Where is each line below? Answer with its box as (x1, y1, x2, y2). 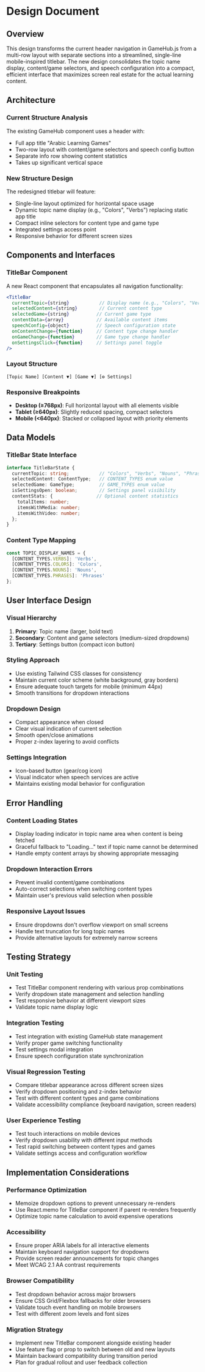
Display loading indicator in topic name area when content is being (15, 830, 183, 838)
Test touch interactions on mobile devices (15, 1130, 121, 1138)
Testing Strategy (6, 952, 71, 962)
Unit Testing (6, 970, 43, 979)
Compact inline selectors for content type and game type (15, 219, 159, 226)
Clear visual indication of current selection (15, 725, 122, 733)
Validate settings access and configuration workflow (15, 1149, 148, 1157)
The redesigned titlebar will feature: (6, 188, 96, 195)
